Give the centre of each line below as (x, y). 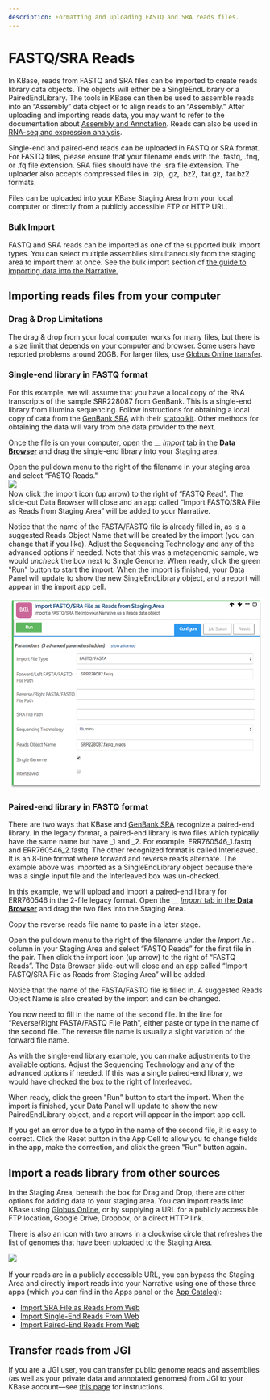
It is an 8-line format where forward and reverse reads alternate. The (123, 859)
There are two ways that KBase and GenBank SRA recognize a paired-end (131, 824)
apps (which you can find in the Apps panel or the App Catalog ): (115, 1292)
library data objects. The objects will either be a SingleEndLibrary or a (124, 89)
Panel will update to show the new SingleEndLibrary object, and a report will (135, 577)
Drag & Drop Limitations (56, 319)
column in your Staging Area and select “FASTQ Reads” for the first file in (130, 949)
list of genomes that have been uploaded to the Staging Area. (110, 1242)
